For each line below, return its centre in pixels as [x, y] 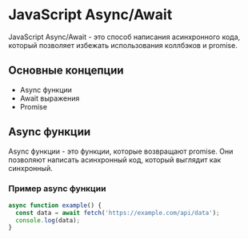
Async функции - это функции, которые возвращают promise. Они [121, 151]
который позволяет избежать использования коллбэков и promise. [123, 45]
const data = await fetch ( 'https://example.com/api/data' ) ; [118, 213]
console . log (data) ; [48, 220]
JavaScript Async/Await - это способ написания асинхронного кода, [124, 37]
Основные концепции [66, 71]
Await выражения [50, 98]
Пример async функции [57, 189]
